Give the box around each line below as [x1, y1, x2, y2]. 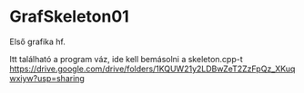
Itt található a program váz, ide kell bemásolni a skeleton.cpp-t [9, 53, 243, 64]
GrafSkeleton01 [9, 6, 129, 27]
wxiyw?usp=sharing [9, 72, 85, 83]
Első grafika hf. [9, 36, 66, 47]
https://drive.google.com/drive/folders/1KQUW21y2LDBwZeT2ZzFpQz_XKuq [9, 63, 296, 74]
